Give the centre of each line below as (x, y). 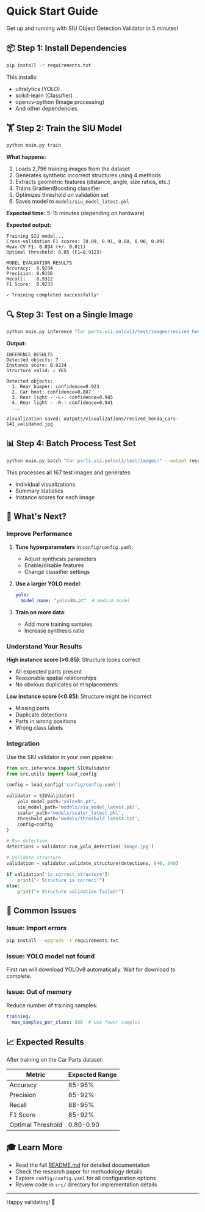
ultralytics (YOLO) (38, 89)
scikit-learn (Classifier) (44, 95)
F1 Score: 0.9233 (30, 285)
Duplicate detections (41, 715)
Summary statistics (39, 491)
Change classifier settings (57, 572)
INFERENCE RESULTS (30, 354)
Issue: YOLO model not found (51, 956)
